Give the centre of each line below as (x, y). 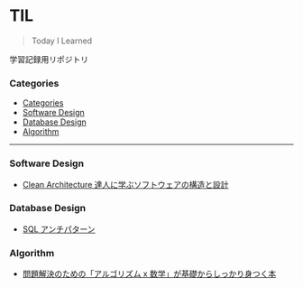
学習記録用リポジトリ (49, 59)
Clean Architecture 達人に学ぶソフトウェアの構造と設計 (125, 184)
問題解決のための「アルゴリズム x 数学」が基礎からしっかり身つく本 (149, 274)
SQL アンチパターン (59, 229)
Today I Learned (62, 41)
